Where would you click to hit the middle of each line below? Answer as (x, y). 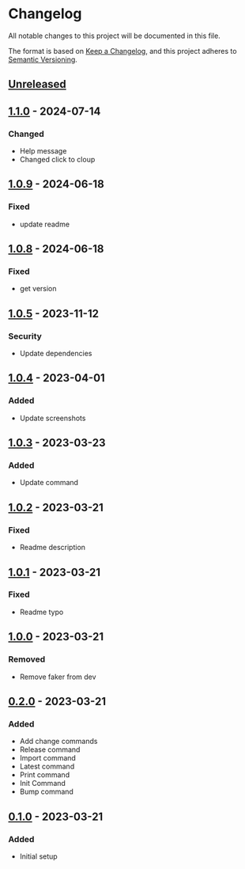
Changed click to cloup (57, 160)
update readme (44, 224)
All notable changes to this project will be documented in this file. (115, 36)
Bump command (46, 791)
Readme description (52, 548)
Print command (44, 775)
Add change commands (58, 742)
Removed (27, 659)
